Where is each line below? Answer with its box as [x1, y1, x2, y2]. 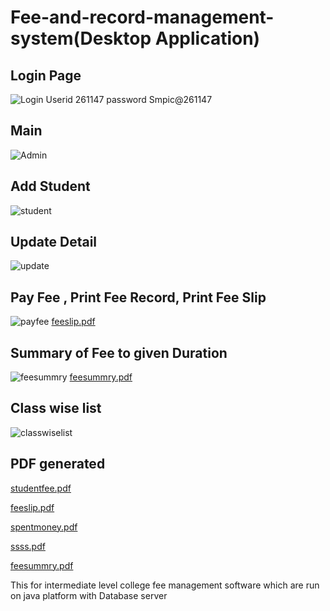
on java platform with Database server [10, 589, 168, 601]
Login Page [10, 67, 82, 84]
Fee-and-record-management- [10, 6, 275, 29]
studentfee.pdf [10, 482, 72, 494]
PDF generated [10, 456, 106, 473]
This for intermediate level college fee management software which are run [10, 579, 320, 591]
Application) [154, 27, 261, 50]
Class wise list [10, 400, 102, 417]
